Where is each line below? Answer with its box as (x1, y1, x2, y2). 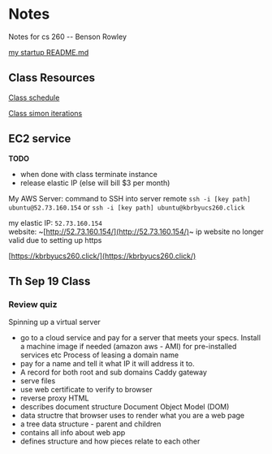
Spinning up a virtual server (8, 318, 101, 327)
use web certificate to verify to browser (19, 385, 153, 395)
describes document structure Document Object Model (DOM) (19, 402, 230, 412)
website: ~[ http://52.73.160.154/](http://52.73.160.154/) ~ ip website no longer (8, 227, 264, 236)
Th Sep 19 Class (8, 274, 91, 288)
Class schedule (8, 93, 60, 102)
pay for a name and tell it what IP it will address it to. (19, 359, 195, 369)
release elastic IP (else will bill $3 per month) (19, 178, 171, 188)
